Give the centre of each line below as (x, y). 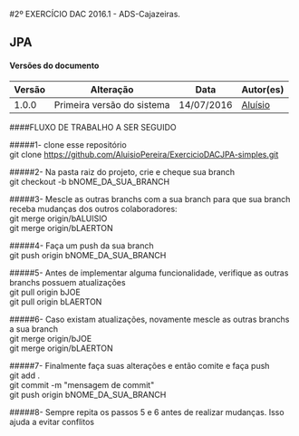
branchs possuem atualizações (68, 282)
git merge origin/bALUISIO (58, 218)
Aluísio (256, 104)
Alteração (112, 89)
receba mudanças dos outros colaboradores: (94, 208)
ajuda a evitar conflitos (52, 421)
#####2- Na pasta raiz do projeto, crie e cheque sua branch (122, 171)
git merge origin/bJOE (51, 338)
